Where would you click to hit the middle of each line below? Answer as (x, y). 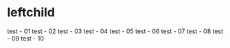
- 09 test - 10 (26, 38)
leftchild (31, 13)
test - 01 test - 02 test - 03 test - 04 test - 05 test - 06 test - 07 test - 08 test (115, 31)
